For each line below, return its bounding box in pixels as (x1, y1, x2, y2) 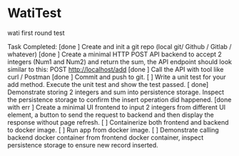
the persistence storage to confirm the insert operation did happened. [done (7, 95, 232, 104)
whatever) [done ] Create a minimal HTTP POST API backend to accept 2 (7, 50, 223, 58)
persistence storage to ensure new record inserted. (7, 140, 158, 149)
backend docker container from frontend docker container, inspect (7, 133, 204, 142)
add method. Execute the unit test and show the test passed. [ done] (7, 80, 209, 88)
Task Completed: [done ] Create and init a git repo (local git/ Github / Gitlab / (7, 42, 232, 51)
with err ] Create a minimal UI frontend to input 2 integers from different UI (7, 103, 226, 111)
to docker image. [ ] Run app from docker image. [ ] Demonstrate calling (7, 125, 219, 134)
